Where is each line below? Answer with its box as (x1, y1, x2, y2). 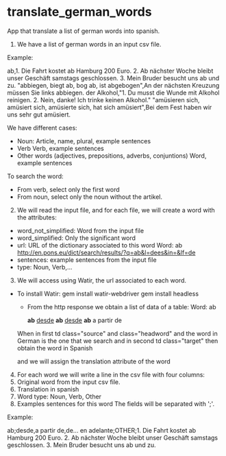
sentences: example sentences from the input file (16, 255, 157, 264)
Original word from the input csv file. (16, 378, 121, 386)
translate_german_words (7, 4, 152, 20)
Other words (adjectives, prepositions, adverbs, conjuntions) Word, (16, 152, 207, 160)
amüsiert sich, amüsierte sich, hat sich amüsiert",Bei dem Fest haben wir (7, 103, 212, 111)
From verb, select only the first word (16, 185, 120, 193)
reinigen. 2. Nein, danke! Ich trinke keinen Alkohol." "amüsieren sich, (7, 95, 200, 104)
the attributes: (16, 213, 57, 221)
